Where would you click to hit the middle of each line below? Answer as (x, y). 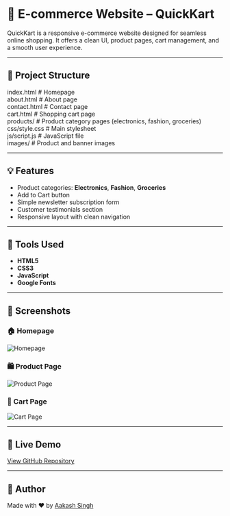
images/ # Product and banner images (61, 143)
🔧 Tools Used (36, 244)
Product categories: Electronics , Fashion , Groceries (91, 187)
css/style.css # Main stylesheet (52, 128)
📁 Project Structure (49, 76)
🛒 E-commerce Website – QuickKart (111, 14)
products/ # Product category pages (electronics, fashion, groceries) (104, 121)
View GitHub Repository (41, 461)
